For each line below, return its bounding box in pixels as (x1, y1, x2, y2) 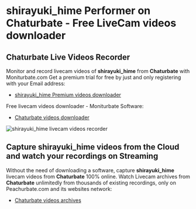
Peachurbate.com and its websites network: (6, 185, 112, 192)
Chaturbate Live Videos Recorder (6, 52, 130, 62)
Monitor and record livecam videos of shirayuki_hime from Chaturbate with (6, 68, 190, 74)
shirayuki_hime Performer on (6, 4, 151, 18)
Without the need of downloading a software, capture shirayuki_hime (6, 166, 174, 173)
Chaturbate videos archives (14, 197, 82, 204)
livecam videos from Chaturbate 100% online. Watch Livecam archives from (6, 173, 190, 180)
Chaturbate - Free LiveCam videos (6, 16, 177, 30)
